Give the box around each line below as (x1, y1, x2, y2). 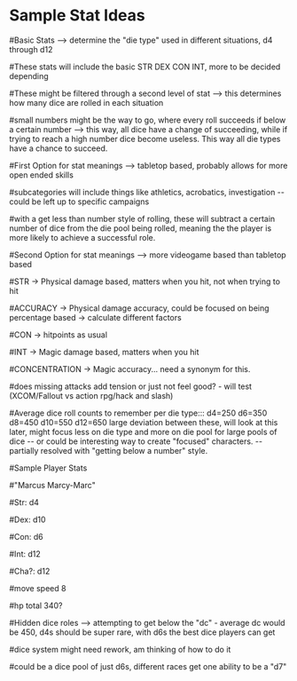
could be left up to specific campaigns (9, 196, 150, 207)
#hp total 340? (9, 600, 64, 611)
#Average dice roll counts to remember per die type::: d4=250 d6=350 (9, 408, 268, 418)
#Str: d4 (9, 496, 40, 507)
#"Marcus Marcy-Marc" (9, 479, 96, 490)
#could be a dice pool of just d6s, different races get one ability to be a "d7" (9, 661, 287, 671)
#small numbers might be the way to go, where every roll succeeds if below (9, 115, 286, 125)
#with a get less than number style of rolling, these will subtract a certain (9, 213, 276, 224)
